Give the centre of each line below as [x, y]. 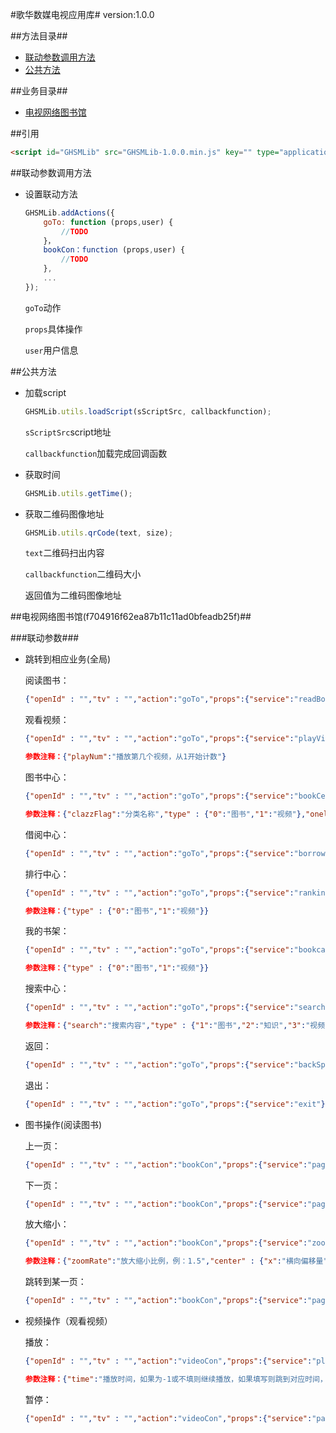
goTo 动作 [43, 307]
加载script [45, 392]
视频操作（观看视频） [68, 1321]
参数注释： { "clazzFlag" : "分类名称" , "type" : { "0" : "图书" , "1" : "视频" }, [165, 814]
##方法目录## [39, 36]
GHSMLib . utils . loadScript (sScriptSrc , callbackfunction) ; [148, 411]
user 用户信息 [51, 350]
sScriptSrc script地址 [68, 432]
